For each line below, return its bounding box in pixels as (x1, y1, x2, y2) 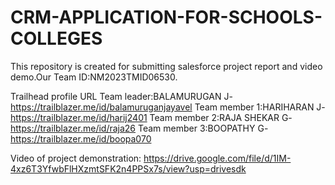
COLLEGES (10, 27, 103, 50)
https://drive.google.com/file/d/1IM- (143, 152, 292, 164)
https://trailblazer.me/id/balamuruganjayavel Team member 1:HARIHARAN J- (10, 101, 326, 113)
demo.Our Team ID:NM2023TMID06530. (10, 71, 178, 83)
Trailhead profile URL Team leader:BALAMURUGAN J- (10, 90, 233, 102)
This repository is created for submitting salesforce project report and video (10, 60, 323, 72)
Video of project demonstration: (10, 152, 142, 164)
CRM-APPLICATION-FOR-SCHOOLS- (10, 6, 323, 29)
